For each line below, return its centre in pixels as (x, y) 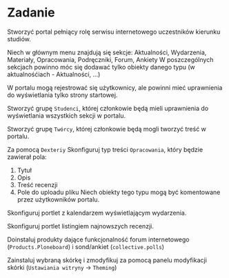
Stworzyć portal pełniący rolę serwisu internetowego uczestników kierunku (114, 32)
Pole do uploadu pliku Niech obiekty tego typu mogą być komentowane (119, 192)
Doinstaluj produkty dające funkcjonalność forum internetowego (98, 239)
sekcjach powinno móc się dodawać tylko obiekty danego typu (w (101, 67)
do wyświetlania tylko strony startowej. (62, 95)
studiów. (19, 39)
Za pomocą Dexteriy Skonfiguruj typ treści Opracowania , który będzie (105, 149)
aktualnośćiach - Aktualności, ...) (54, 74)
